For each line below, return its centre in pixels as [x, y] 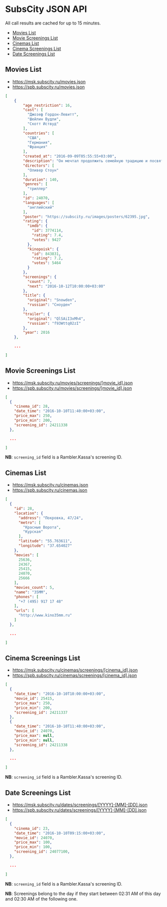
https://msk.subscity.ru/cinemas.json [50, 485]
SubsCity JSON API [46, 9]
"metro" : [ [30, 522]
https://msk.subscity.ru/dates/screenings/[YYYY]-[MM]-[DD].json [80, 805]
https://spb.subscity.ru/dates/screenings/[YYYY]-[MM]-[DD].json [79, 810]
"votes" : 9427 [46, 240]
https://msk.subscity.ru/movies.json [49, 81]
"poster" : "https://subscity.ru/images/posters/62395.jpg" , [86, 217]
